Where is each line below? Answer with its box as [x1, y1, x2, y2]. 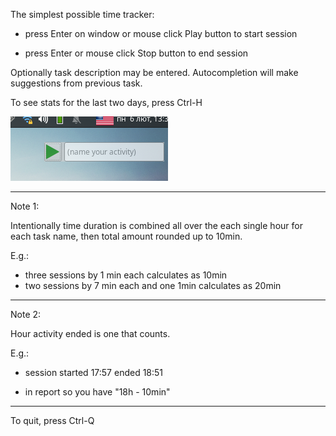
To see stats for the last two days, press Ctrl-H [10, 97, 203, 108]
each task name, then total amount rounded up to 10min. [10, 230, 243, 242]
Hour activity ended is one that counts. [10, 328, 171, 339]
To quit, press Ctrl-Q [10, 415, 95, 426]
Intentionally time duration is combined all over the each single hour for [10, 220, 303, 231]
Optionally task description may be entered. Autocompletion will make [10, 67, 299, 78]
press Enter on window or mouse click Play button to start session [24, 28, 298, 39]
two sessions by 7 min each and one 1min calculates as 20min [24, 280, 282, 291]
